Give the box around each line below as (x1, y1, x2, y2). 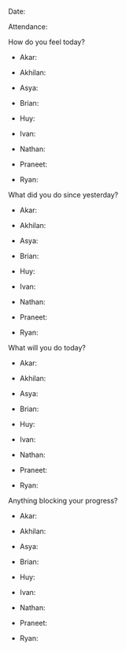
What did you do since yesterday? (8, 190, 119, 200)
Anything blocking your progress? (8, 496, 118, 505)
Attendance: (8, 22, 48, 31)
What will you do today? (8, 343, 87, 352)
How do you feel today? (8, 37, 85, 47)
